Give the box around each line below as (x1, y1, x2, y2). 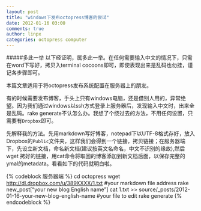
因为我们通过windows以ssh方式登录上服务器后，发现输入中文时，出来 (16, 102, 190, 109)
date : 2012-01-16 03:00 (6, 20, 66, 26)
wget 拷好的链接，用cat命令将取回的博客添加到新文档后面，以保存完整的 (6, 153, 186, 159)
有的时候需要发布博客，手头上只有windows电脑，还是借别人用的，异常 (6, 94, 181, 102)
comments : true (6, 25, 44, 32)
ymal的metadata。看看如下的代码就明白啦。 (6, 160, 115, 167)
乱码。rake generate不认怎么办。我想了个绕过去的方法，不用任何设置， (11, 109, 188, 117)
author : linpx (6, 31, 42, 37)
